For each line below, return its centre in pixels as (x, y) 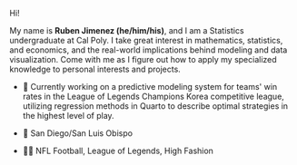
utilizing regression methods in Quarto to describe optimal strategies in (155, 106)
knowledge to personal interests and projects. (95, 69)
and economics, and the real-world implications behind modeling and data (148, 50)
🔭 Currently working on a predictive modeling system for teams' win (150, 87)
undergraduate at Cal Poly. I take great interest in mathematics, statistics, (146, 40)
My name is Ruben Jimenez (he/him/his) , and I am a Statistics (127, 30)
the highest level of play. (69, 116)
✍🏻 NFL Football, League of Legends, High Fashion (118, 150)
